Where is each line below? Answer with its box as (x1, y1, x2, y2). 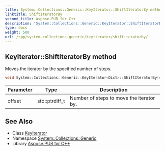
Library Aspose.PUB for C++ (12, 141, 70, 147)
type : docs (5, 25, 27, 30)
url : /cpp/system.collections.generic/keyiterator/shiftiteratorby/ (5, 35, 148, 40)
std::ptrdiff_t (37, 98, 65, 104)
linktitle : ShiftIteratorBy (5, 12, 63, 17)
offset (7, 98, 21, 104)
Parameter (7, 86, 33, 93)
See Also (5, 117, 33, 126)
